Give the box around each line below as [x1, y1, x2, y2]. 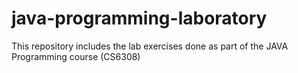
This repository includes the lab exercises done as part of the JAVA [11, 40, 289, 52]
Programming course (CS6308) [11, 50, 141, 62]
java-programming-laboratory [11, 7, 268, 30]
